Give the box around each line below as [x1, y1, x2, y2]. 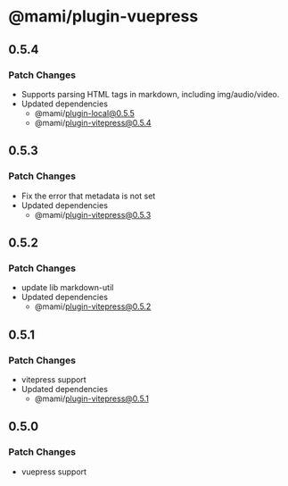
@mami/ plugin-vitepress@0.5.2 [34, 301, 152, 312]
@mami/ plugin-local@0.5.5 [34, 107, 135, 118]
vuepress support [21, 466, 86, 477]
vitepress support [21, 373, 86, 385]
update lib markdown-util [21, 282, 114, 293]
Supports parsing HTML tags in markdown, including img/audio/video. [21, 88, 280, 99]
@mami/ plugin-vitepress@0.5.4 [34, 117, 152, 128]
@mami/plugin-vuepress [8, 6, 199, 27]
